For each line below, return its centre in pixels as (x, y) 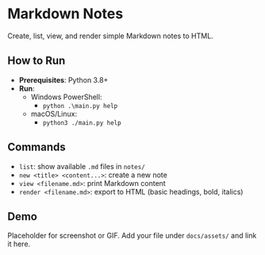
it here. (19, 244)
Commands (37, 147)
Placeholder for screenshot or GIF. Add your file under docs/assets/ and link (132, 236)
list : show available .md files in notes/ (82, 166)
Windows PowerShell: (66, 97)
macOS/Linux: (54, 114)
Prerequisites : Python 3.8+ (63, 79)
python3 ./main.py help (82, 123)
